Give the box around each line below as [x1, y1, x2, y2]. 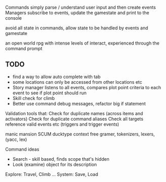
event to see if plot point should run [12, 90, 87, 96]
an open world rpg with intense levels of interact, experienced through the [5, 40, 160, 46]
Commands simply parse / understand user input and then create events [5, 5, 156, 10]
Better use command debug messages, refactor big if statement [12, 100, 146, 106]
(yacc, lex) [5, 136, 27, 142]
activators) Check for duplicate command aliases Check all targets [5, 116, 144, 122]
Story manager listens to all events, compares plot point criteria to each [12, 84, 161, 90]
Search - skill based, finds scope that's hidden [12, 156, 109, 162]
